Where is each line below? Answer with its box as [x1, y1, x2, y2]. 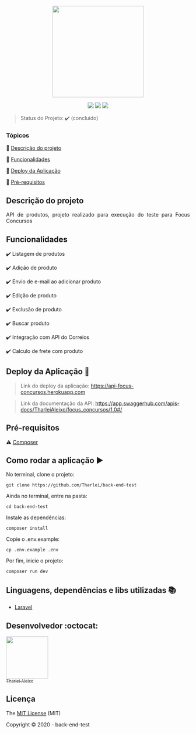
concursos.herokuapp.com [20, 388, 86, 395]
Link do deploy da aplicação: [20, 382, 90, 389]
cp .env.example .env [6, 547, 59, 553]
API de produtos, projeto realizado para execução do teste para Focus [6, 211, 190, 218]
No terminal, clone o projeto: [6, 471, 75, 478]
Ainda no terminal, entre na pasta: [6, 492, 87, 500]
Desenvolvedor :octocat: [6, 620, 99, 630]
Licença [6, 694, 36, 704]
